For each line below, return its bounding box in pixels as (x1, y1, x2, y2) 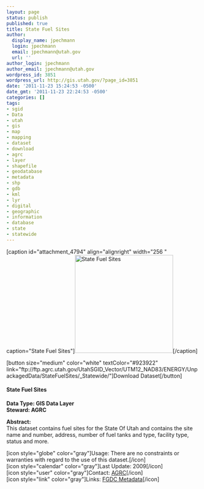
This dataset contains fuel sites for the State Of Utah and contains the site (6, 424, 193, 432)
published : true (6, 20, 48, 26)
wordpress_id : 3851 (6, 72, 56, 78)
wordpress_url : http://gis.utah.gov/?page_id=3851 (6, 77, 138, 83)
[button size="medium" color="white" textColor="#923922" (6, 359, 158, 366)
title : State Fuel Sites (6, 26, 70, 32)
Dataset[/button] (140, 372, 183, 379)
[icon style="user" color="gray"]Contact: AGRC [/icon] (6, 469, 143, 476)
